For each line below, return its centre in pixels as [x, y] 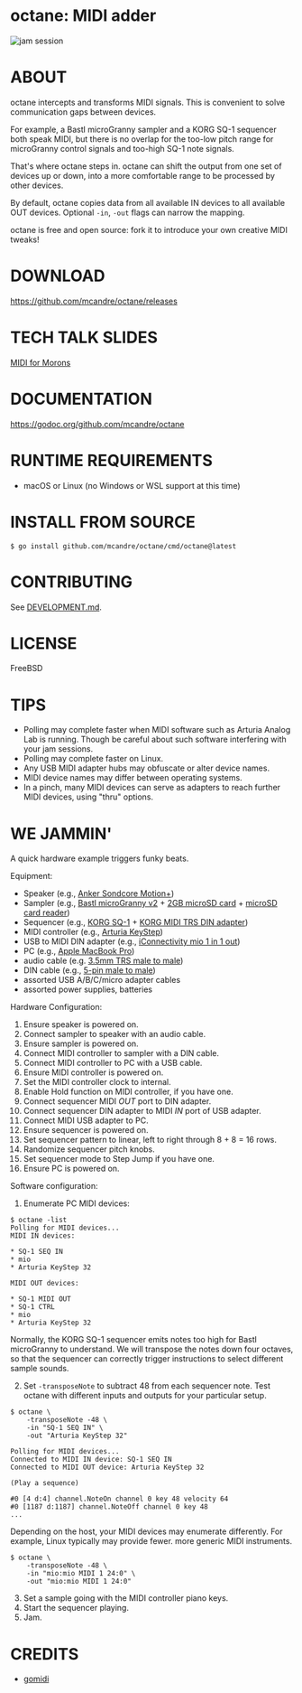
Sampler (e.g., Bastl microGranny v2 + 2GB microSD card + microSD [150, 903]
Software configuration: [54, 1186]
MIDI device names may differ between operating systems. [133, 778]
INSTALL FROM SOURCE [103, 522]
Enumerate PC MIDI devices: [76, 1203]
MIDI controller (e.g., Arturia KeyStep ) [93, 932]
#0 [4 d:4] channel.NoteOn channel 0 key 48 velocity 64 [119, 1499]
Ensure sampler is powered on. [81, 1043]
